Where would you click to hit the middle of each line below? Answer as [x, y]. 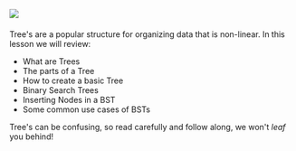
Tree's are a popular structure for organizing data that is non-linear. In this [147, 34]
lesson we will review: [50, 43]
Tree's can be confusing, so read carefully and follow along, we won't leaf [148, 127]
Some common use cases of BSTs [86, 109]
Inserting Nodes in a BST [69, 99]
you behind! [32, 137]
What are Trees [51, 61]
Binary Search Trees [61, 90]
